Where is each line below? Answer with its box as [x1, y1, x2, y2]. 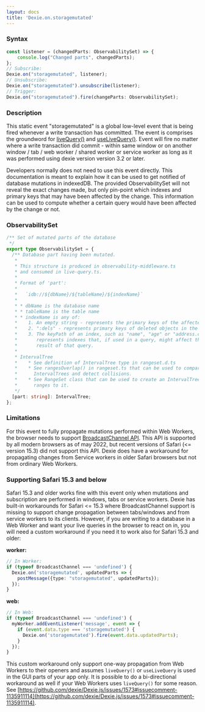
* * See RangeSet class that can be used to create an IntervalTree [14, 377, 201, 383]
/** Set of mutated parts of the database [6, 234, 116, 241]
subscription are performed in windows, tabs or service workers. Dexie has [6, 496, 195, 503]
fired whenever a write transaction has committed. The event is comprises [6, 129, 193, 136]
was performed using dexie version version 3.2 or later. [6, 154, 145, 162]
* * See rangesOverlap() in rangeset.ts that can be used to [14, 365, 182, 371]
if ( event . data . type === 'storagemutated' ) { [17, 627, 135, 633]
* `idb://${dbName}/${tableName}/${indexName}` [14, 291, 143, 298]
